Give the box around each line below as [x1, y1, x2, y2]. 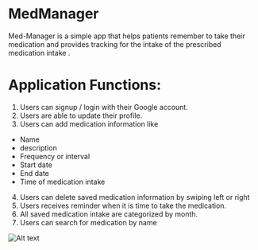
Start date [19, 160, 53, 170]
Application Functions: [8, 76, 161, 94]
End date [19, 168, 50, 178]
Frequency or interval [19, 151, 90, 161]
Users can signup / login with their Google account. [19, 102, 188, 111]
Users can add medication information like [19, 119, 159, 128]
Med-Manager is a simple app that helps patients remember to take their [8, 31, 245, 41]
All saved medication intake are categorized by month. [19, 209, 198, 219]
